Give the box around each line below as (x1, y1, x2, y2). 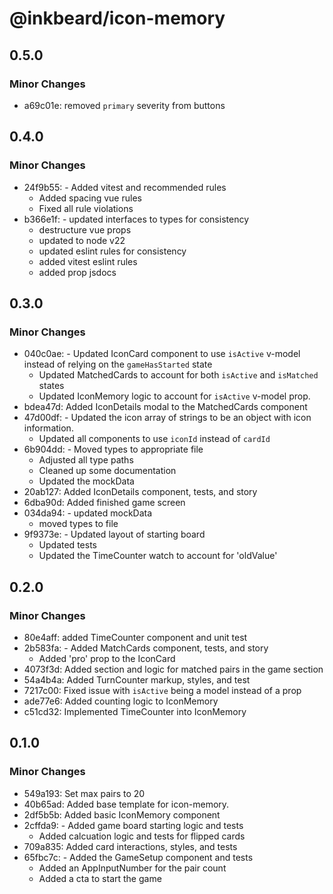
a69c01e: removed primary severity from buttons (23, 99, 226, 111)
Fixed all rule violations (38, 202, 134, 214)
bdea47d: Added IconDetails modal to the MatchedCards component (23, 401, 308, 413)
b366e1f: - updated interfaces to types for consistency (23, 213, 249, 225)
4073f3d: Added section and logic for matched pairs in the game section (23, 663, 324, 675)
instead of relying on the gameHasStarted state (23, 358, 213, 371)
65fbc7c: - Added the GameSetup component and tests (23, 851, 254, 863)
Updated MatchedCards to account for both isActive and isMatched (38, 369, 319, 381)
